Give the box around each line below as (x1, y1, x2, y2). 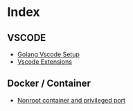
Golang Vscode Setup (17, 50, 80, 58)
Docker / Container (7, 78, 91, 89)
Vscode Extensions (17, 58, 73, 66)
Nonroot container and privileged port (17, 96, 126, 104)
